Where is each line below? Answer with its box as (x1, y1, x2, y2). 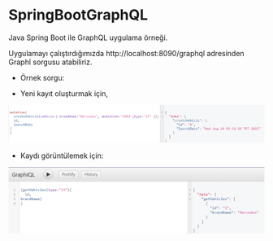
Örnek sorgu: (19, 72, 65, 82)
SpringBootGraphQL (8, 6, 149, 24)
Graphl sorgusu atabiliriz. (8, 57, 93, 67)
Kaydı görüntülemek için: (19, 151, 104, 160)
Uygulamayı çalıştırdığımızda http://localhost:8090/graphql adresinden (8, 48, 245, 58)
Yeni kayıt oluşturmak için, (19, 88, 108, 99)
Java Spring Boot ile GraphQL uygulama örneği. (8, 33, 168, 42)
